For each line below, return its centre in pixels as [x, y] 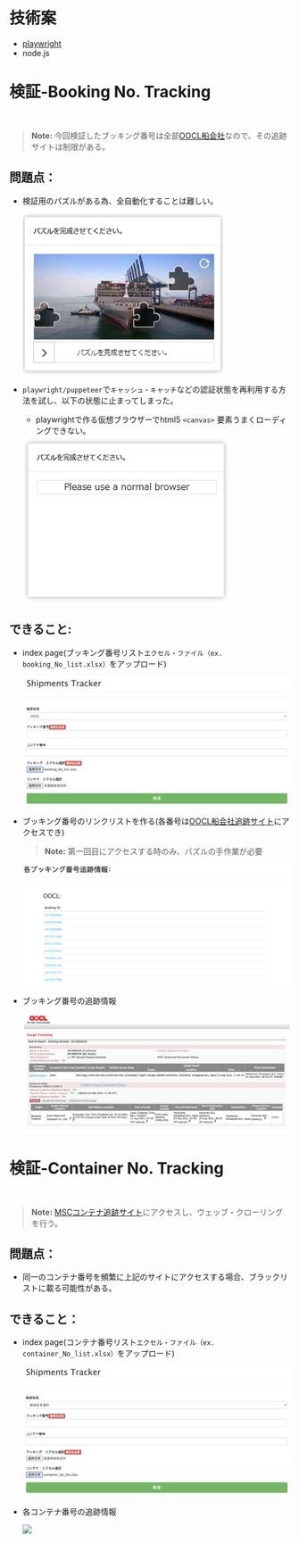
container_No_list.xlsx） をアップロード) [99, 1354]
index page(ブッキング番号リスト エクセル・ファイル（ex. [122, 652]
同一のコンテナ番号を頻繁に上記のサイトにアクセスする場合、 [136, 1277]
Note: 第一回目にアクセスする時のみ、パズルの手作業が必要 [154, 851]
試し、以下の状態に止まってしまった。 [108, 400]
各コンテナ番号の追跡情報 [69, 1512]
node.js [36, 53]
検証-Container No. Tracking [117, 1168]
